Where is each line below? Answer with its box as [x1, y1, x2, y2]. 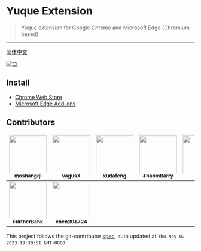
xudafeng [103, 173, 127, 179]
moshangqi [14, 173, 42, 179]
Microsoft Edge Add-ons [14, 100, 76, 107]
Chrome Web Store [14, 93, 62, 101]
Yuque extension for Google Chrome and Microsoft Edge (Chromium [20, 24, 190, 31]
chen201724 [55, 219, 88, 225]
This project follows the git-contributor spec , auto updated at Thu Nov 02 [6, 232, 185, 240]
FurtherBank [13, 219, 44, 225]
